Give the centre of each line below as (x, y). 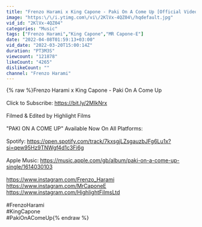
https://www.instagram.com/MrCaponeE (56, 186)
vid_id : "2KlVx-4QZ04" (35, 23)
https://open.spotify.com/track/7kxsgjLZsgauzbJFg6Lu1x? (99, 141)
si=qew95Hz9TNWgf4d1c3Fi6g (45, 148)
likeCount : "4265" (29, 62)
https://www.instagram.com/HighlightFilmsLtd (63, 192)
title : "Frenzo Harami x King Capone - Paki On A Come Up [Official (94, 12)
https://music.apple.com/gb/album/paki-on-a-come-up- (110, 160)
